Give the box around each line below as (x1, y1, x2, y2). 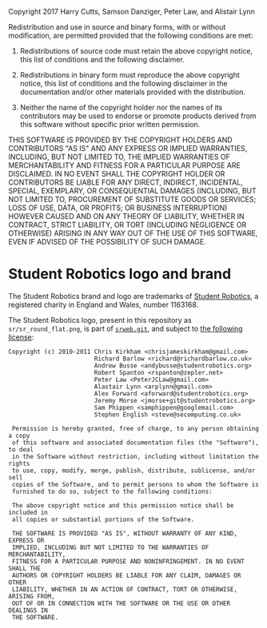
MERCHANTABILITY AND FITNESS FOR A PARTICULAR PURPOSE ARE (8, 161, 241, 170)
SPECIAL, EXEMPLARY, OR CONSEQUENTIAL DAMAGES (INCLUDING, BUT (8, 186, 257, 195)
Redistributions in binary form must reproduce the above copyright (19, 70, 240, 79)
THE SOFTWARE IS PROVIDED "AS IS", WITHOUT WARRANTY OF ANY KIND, (11, 529, 238, 538)
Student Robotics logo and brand (8, 265, 232, 283)
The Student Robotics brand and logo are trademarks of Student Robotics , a (8, 291, 259, 300)
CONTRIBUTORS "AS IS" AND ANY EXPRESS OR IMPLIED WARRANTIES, (8, 144, 248, 153)
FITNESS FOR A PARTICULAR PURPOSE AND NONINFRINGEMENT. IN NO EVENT (11, 557, 245, 566)
